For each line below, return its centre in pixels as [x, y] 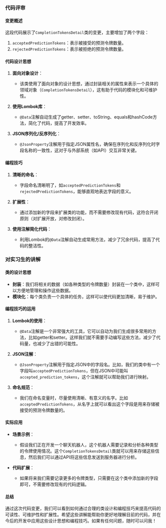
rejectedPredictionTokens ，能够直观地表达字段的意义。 [77, 191]
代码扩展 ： [23, 468]
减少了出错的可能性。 [59, 343]
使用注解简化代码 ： [32, 229]
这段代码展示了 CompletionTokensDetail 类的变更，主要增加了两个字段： [77, 33]
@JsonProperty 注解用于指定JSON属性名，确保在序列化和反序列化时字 [90, 144]
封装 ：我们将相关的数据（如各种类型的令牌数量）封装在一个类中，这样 [84, 284]
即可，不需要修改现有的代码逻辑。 [54, 485]
